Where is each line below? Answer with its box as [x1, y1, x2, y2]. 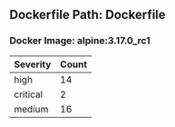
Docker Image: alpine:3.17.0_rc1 [9, 34, 151, 47]
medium [14, 103, 49, 115]
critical [14, 88, 44, 101]
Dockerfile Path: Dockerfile [9, 7, 166, 23]
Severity [14, 58, 52, 71]
